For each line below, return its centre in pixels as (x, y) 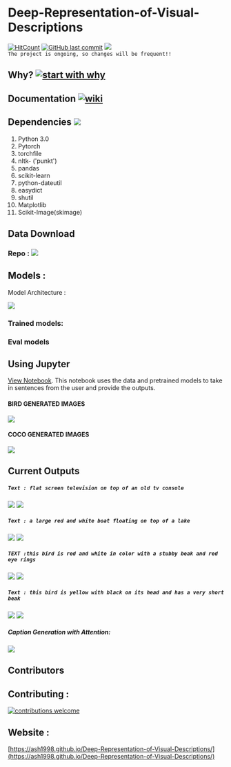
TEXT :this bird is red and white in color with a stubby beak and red (113, 554)
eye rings (22, 560)
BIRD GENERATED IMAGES (47, 404)
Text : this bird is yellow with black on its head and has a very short (116, 592)
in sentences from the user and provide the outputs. (82, 388)
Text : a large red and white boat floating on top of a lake (99, 521)
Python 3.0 (33, 139)
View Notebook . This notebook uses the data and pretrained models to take (115, 380)
